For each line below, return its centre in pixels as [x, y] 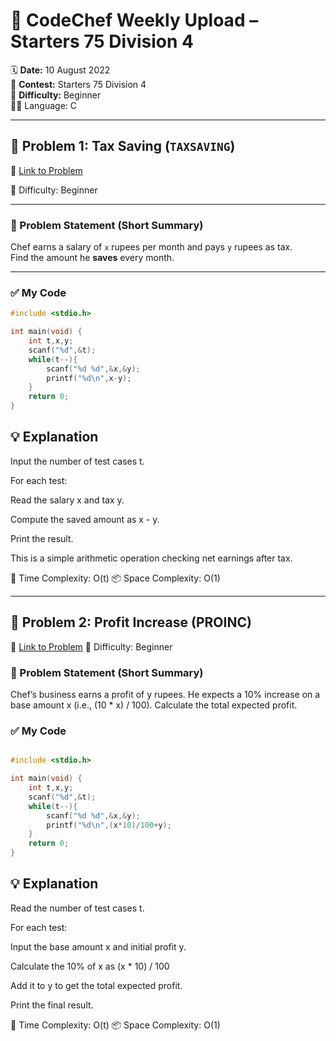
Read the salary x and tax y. [67, 500]
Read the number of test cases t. [77, 908]
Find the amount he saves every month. [92, 258]
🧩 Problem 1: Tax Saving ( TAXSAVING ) [123, 146]
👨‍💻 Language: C [44, 105]
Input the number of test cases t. [77, 461]
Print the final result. [52, 1005]
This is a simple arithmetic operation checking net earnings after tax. [151, 558]
